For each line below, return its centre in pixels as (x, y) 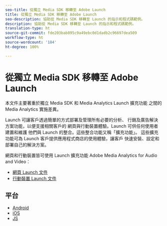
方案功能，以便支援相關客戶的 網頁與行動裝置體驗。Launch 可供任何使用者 (82, 126)
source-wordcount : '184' (31, 42)
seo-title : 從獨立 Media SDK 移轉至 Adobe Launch (55, 10)
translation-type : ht (28, 28)
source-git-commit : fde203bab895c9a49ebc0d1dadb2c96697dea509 (71, 33)
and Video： (18, 161)
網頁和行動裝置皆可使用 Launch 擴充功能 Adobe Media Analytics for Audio (81, 155)
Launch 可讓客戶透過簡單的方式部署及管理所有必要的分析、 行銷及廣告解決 (82, 120)
